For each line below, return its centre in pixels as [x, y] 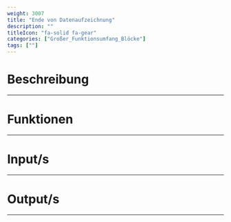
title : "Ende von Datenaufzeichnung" [61, 20]
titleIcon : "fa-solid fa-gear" [52, 33]
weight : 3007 [26, 13]
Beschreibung [48, 79]
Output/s [33, 199]
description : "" [30, 26]
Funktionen [40, 119]
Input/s [28, 159]
